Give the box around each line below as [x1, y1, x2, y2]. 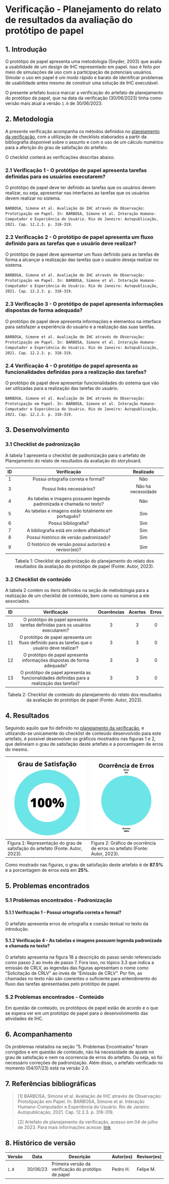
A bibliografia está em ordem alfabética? [27, 527, 111, 533]
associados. [5, 598, 30, 604]
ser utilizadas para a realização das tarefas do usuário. [5, 385, 119, 391]
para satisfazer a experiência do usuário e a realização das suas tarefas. [5, 324, 155, 330]
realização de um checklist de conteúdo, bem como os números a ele [5, 593, 149, 599]
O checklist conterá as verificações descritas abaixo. [5, 154, 115, 160]
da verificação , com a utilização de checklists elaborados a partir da [5, 134, 147, 140]
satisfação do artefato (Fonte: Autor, [7, 845, 82, 851]
